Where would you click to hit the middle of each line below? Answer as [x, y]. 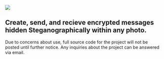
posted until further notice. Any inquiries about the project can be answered [82, 47]
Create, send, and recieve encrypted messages [80, 23]
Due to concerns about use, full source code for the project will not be [77, 42]
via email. [15, 52]
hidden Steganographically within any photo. [76, 30]
